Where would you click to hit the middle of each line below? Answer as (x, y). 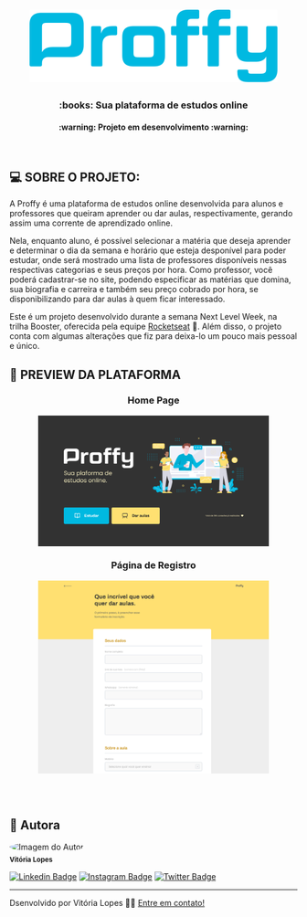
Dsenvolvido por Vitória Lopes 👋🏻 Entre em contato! (107, 902)
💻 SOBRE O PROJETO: (75, 177)
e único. (25, 346)
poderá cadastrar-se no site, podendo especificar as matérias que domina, (150, 279)
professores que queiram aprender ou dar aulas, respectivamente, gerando (151, 214)
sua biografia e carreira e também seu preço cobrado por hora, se (134, 290)
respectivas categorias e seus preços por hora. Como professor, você (141, 270)
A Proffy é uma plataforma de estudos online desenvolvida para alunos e (147, 204)
